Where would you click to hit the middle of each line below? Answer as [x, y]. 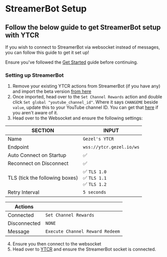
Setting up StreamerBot [35, 75]
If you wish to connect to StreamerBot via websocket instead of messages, [83, 47]
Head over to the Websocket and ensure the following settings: [77, 118]
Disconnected [24, 223]
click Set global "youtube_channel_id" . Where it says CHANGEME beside [85, 102]
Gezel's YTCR [98, 139]
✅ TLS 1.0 [95, 172]
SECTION [43, 131]
